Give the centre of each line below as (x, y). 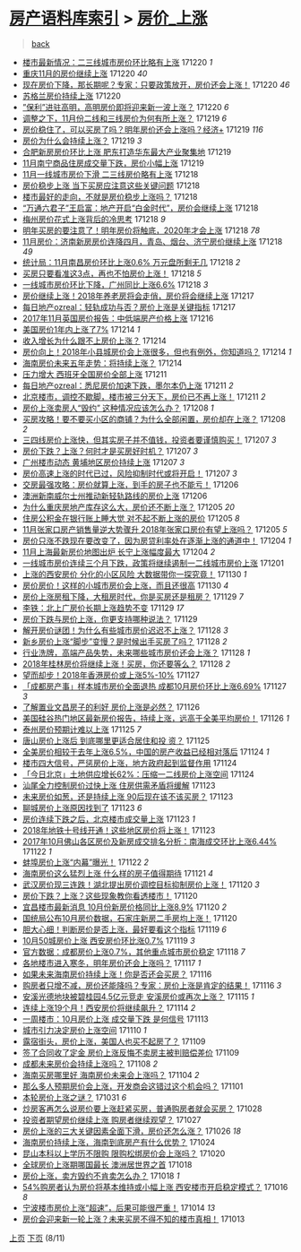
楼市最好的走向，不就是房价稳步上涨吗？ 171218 (110, 196)
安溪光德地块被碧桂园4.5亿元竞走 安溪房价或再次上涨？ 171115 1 (138, 997)
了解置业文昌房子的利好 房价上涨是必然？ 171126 (111, 707)
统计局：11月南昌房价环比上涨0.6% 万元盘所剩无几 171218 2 (131, 262)
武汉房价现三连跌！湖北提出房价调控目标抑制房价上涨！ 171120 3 (141, 885)
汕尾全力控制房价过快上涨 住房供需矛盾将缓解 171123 (119, 785)
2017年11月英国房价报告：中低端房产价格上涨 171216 (118, 318)
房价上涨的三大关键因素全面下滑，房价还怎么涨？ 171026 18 (132, 1131)
